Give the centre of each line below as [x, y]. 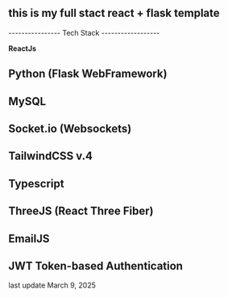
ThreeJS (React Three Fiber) [81, 211]
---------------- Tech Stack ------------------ [84, 32]
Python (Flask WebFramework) [88, 74]
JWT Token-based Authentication [96, 266]
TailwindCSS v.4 [50, 156]
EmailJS [29, 239]
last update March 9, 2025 [52, 285]
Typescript [36, 184]
